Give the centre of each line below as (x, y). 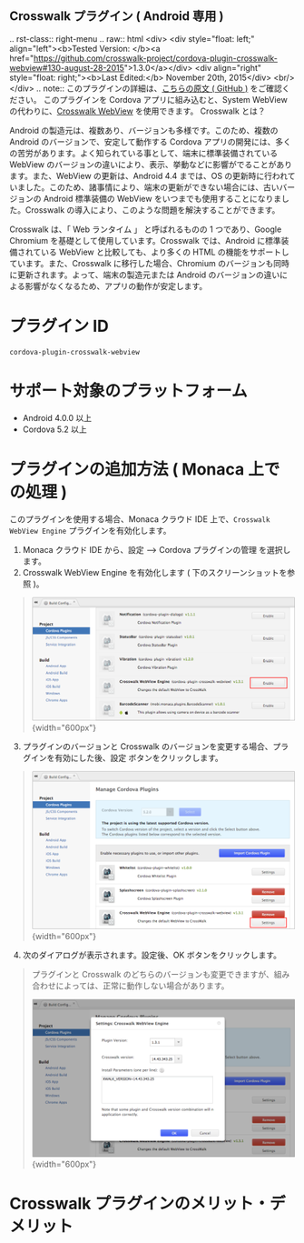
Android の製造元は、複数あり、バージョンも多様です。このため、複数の (144, 130)
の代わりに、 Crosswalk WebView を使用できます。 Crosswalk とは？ (137, 111)
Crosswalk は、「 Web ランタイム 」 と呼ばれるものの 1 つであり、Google (146, 229)
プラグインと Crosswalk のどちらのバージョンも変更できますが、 (152, 975)
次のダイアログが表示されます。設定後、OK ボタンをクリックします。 (152, 955)
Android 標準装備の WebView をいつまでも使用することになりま (162, 198)
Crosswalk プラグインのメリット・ (140, 1204)
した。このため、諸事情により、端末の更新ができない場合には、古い (152, 187)
